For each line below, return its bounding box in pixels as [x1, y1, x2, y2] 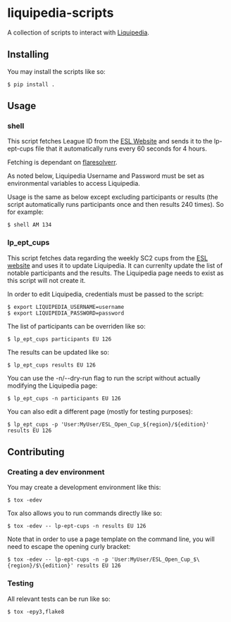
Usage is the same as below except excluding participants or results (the [7, 193, 218, 201]
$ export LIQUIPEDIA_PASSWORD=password [7, 310, 125, 317]
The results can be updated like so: [7, 348, 109, 356]
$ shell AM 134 [7, 222, 52, 229]
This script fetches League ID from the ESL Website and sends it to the [7, 137, 213, 146]
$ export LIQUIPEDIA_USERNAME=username [7, 303, 125, 310]
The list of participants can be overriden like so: [7, 322, 146, 330]
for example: [7, 208, 44, 216]
